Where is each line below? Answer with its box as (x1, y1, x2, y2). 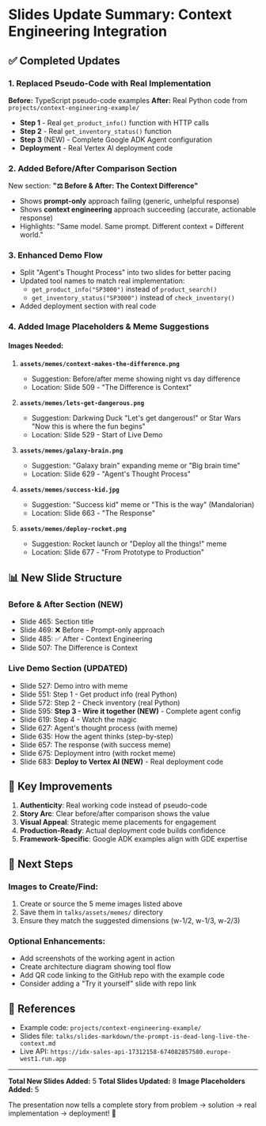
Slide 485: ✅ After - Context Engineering (19, 634, 153, 643)
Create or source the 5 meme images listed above (19, 899, 183, 909)
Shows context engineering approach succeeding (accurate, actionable (19, 204, 256, 215)
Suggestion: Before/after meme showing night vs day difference (31, 374, 241, 384)
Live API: (19, 1047, 49, 1056)
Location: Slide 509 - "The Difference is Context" (31, 382, 192, 391)
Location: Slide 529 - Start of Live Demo (31, 429, 163, 439)
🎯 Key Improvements (8, 779, 113, 793)
